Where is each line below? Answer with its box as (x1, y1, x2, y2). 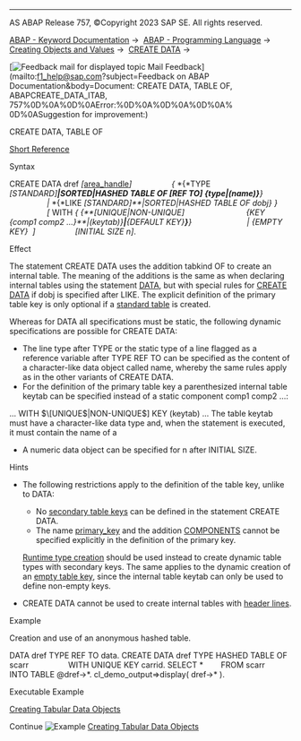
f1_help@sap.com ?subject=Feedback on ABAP (37, 71, 210, 82)
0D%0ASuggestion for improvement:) (9, 109, 149, 119)
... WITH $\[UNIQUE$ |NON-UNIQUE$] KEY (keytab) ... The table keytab (9, 409, 273, 418)
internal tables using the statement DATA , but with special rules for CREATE (9, 280, 288, 290)
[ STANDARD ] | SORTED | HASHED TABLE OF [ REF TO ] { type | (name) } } (9, 188, 263, 198)
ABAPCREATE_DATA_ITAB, (9, 90, 107, 100)
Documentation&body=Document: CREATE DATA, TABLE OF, (9, 81, 233, 90)
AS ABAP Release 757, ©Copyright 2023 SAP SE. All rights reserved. (9, 17, 262, 28)
